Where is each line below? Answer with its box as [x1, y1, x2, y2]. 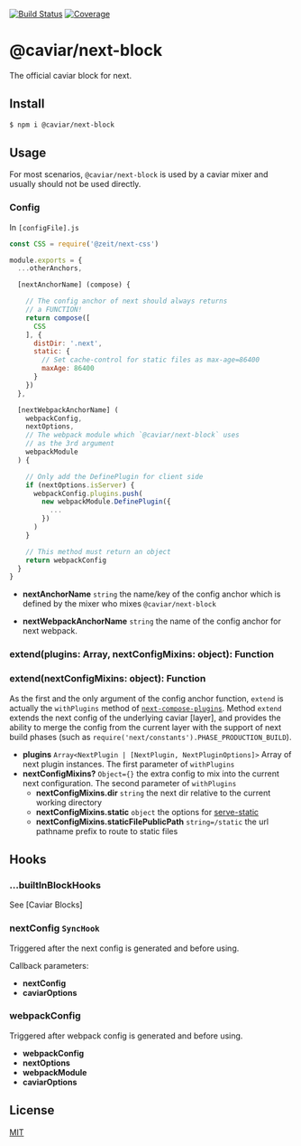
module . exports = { [9, 256, 83, 265]
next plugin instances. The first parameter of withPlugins [22, 758, 235, 769]
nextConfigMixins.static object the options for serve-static [35, 806, 260, 817]
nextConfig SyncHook [9, 922, 100, 935]
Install [9, 96, 45, 112]
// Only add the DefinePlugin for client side [25, 472, 204, 481]
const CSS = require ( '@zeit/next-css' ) [9, 240, 160, 249]
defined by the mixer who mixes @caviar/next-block [22, 598, 216, 609]
